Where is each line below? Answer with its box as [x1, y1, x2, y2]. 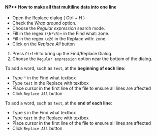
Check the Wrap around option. [12, 20, 77, 26]
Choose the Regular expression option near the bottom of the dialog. [12, 56, 153, 62]
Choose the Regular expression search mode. [12, 25, 105, 32]
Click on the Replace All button [12, 41, 75, 47]
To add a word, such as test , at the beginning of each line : [5, 66, 126, 71]
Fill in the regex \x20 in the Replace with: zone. [12, 36, 107, 42]
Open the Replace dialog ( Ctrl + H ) [12, 15, 85, 21]
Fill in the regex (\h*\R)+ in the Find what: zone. [12, 31, 110, 36]
